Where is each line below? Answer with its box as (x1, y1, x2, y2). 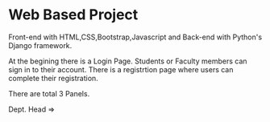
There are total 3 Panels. (8, 88, 90, 98)
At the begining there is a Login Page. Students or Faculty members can (8, 56, 247, 66)
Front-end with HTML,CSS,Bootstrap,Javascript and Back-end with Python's (8, 32, 263, 42)
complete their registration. (8, 73, 98, 83)
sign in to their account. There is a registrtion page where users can (8, 64, 234, 74)
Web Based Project (8, 6, 139, 24)
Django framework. (8, 40, 73, 50)
